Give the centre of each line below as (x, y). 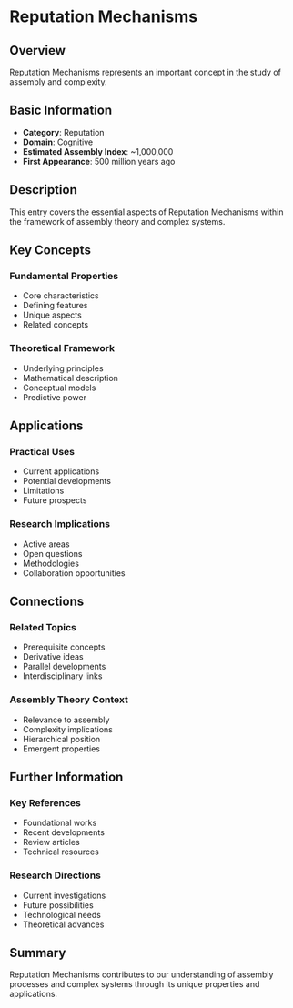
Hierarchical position (61, 739)
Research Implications (60, 524)
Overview (38, 50)
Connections (47, 601)
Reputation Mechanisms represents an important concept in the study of (146, 72)
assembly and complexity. (58, 82)
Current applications (61, 471)
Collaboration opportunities (74, 573)
